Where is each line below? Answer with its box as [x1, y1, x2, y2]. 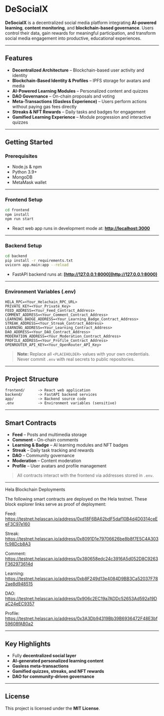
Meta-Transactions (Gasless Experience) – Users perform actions [12, 98, 147, 104]
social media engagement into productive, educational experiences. [5, 35, 142, 41]
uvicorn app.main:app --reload [5, 262, 69, 268]
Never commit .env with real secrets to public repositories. [17, 356, 135, 362]
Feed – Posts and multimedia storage [12, 432, 87, 437]
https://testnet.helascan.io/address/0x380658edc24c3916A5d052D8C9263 [5, 556, 159, 562]
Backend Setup [5, 242, 42, 249]
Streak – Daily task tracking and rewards [12, 447, 94, 453]
